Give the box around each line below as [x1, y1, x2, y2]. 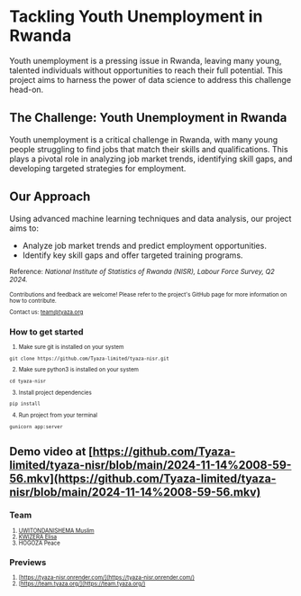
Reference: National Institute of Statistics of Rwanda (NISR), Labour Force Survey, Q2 [9, 267, 275, 276]
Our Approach [9, 189, 91, 205]
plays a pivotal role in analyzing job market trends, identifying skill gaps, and [9, 153, 293, 164]
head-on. [9, 84, 44, 95]
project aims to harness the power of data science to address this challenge [9, 74, 291, 85]
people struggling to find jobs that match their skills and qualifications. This [9, 143, 288, 154]
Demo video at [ [9, 445, 93, 459]
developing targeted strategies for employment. [9, 162, 187, 173]
